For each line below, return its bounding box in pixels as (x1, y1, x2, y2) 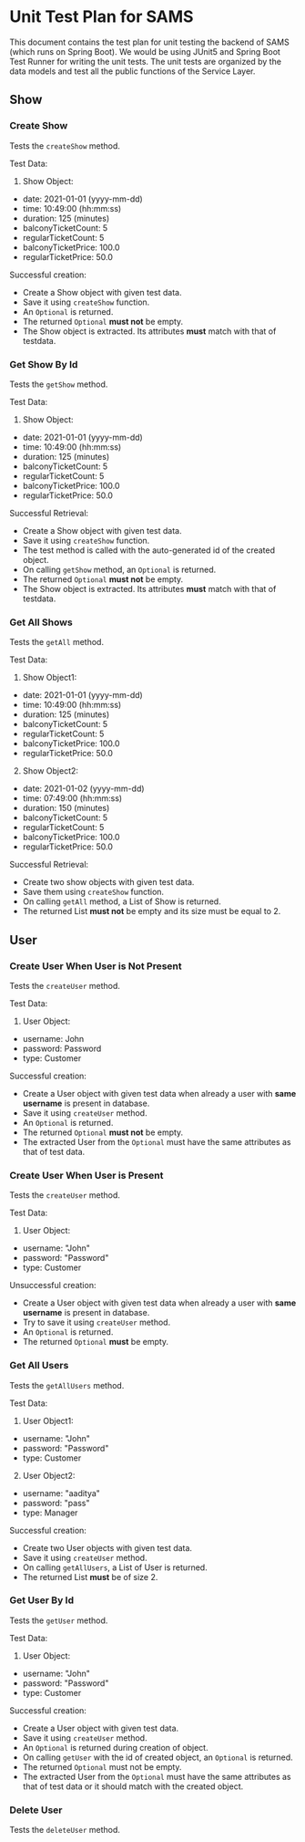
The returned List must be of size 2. (22, 1571, 158, 1582)
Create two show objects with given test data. (22, 877, 195, 888)
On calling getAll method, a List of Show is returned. (22, 896, 221, 907)
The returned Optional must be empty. (22, 1337, 169, 1348)
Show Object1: (22, 672, 77, 683)
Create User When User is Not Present (9, 960, 182, 973)
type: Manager (22, 1507, 78, 1518)
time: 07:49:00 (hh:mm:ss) (22, 793, 123, 804)
